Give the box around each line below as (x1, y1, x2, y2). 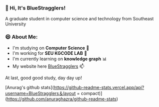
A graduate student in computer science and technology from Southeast (5, 16, 154, 22)
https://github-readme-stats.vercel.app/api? (54, 84, 145, 90)
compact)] (81, 90, 103, 96)
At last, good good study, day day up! (5, 75, 82, 81)
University (5, 21, 26, 27)
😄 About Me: (5, 33, 38, 40)
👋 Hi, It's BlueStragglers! (5, 4, 66, 11)
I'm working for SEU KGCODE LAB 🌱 (12, 50, 87, 56)
